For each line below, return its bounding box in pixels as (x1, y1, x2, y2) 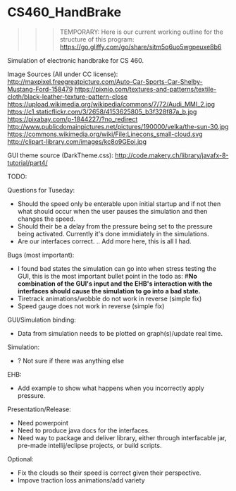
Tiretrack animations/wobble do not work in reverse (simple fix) (17, 294, 202, 303)
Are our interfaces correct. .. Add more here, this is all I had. (17, 237, 192, 245)
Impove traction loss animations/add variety (17, 475, 145, 484)
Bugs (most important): (7, 250, 75, 259)
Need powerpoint (17, 418, 68, 427)
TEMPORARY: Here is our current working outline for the (59, 28, 223, 36)
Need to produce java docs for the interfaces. (17, 426, 150, 435)
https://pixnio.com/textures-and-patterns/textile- (74, 85, 217, 93)
